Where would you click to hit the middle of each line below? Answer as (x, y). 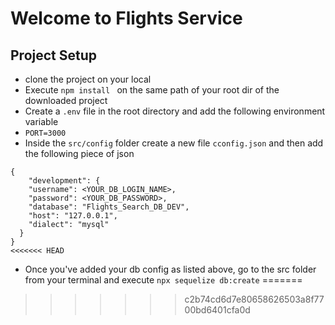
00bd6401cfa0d (217, 310)
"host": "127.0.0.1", (73, 216)
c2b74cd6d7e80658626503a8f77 (254, 299)
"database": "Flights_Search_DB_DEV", (109, 207)
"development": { (64, 181)
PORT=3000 (45, 133)
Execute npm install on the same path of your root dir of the (152, 90)
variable (41, 121)
